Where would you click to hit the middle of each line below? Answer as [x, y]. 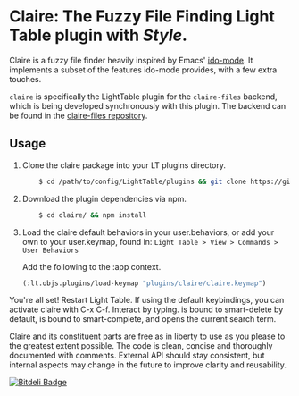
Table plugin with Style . [98, 35]
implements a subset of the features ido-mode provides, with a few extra [143, 70]
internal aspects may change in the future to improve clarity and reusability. [148, 365]
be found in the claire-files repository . [79, 115]
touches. [25, 79]
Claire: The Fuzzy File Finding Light [142, 17]
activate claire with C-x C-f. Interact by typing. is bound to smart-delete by [146, 309]
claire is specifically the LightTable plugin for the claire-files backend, [144, 97]
